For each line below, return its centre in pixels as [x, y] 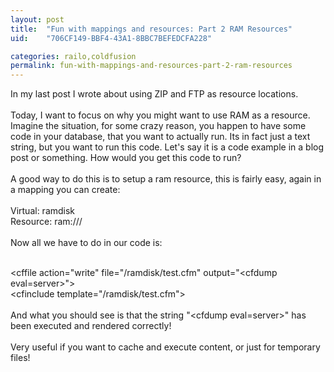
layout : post [37, 19]
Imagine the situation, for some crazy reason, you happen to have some [158, 126]
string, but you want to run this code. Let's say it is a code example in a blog [167, 147]
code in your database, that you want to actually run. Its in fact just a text [160, 137]
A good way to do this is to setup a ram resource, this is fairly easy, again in [166, 179]
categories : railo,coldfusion [73, 56]
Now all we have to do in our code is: [86, 243]
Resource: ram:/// [46, 222]
